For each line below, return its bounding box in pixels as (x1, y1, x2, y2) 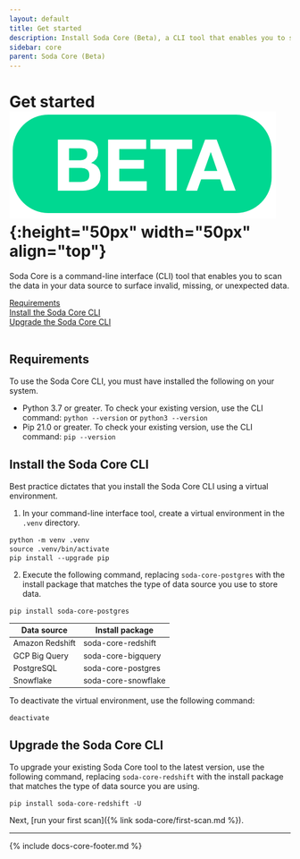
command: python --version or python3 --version (21, 412, 208, 422)
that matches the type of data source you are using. (9, 780, 200, 791)
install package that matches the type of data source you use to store (21, 578, 279, 590)
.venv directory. (21, 517, 80, 528)
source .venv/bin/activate (9, 544, 110, 554)
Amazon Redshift (12, 638, 76, 649)
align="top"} (9, 242, 107, 261)
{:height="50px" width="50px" (9, 222, 252, 242)
